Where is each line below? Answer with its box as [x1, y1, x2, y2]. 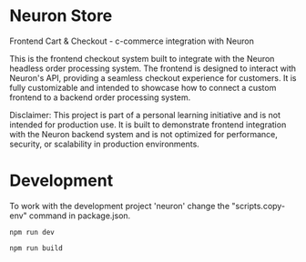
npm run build [9, 243, 64, 253]
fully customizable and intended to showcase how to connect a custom [9, 82, 277, 93]
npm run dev [9, 227, 55, 237]
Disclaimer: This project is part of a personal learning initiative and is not [9, 109, 280, 120]
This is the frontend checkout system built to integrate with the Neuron [9, 53, 275, 64]
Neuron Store [9, 5, 113, 26]
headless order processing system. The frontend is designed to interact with [9, 63, 297, 74]
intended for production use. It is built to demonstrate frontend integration [9, 119, 287, 130]
